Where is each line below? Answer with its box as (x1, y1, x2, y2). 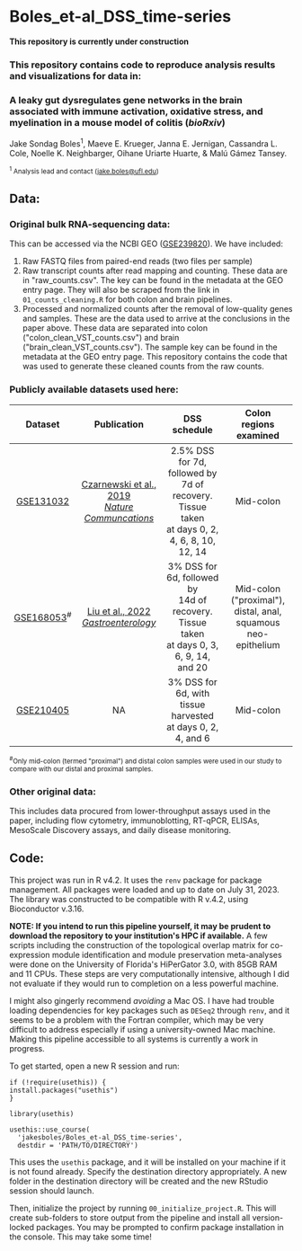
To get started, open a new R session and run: (9, 1060, 180, 1071)
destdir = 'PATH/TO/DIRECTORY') (17, 1140, 139, 1149)
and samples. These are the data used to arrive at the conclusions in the (22, 313, 290, 324)
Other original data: (9, 785, 96, 797)
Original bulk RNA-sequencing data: (9, 218, 171, 231)
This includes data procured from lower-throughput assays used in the (9, 805, 271, 816)
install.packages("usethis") (9, 1086, 119, 1095)
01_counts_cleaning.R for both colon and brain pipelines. (22, 294, 233, 305)
